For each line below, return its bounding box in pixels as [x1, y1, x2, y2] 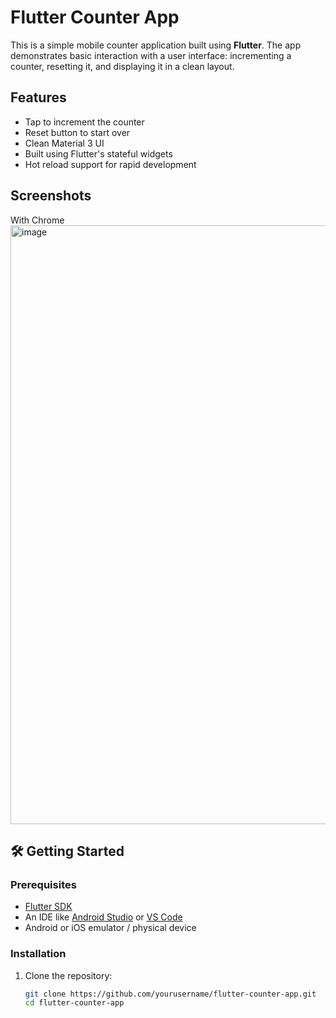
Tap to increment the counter [24, 116, 145, 128]
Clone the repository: [24, 969, 113, 981]
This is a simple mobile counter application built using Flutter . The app [10, 39, 302, 51]
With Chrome [10, 214, 65, 226]
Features [10, 89, 67, 106]
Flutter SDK [24, 901, 73, 913]
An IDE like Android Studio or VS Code [24, 911, 183, 923]
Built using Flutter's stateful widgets [24, 147, 173, 160]
